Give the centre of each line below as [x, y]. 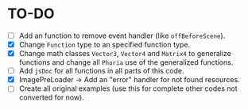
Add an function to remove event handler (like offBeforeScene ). [122, 36]
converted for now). [52, 98]
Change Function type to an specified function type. [105, 45]
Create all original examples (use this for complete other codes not [128, 88]
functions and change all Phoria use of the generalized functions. [126, 62]
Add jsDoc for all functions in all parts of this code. [101, 71]
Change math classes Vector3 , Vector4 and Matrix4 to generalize [125, 54]
